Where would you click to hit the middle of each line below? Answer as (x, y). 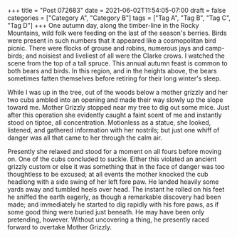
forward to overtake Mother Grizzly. (60, 227)
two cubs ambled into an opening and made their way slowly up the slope (115, 100)
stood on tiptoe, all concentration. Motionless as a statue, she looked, (109, 123)
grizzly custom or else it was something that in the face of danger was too (116, 166)
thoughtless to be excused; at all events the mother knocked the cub (108, 174)
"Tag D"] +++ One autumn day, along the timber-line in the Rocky (103, 25)
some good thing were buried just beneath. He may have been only (106, 212)
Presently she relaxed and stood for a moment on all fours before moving (115, 151)
